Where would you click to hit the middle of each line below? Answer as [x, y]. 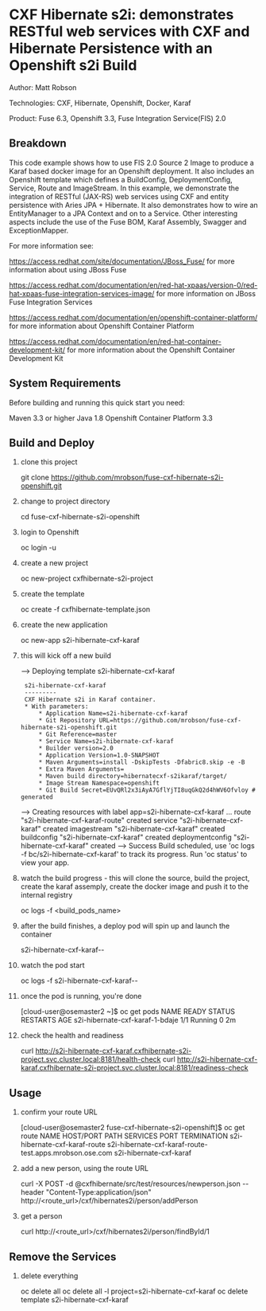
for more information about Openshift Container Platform [102, 326]
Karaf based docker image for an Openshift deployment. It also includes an [132, 171]
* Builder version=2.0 [76, 749]
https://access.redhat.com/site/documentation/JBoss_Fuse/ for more [122, 261]
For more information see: [51, 245]
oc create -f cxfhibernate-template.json [85, 609]
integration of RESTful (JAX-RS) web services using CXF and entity [119, 196]
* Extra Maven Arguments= [81, 769]
